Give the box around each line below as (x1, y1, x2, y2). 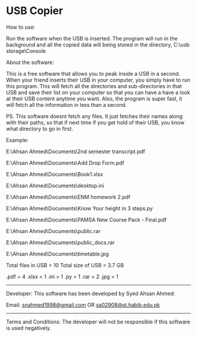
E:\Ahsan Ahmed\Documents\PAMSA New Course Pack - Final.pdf (6, 216, 167, 223)
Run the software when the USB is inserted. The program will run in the (6, 35, 178, 42)
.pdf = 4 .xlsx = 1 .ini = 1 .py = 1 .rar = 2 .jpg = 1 (6, 273, 118, 280)
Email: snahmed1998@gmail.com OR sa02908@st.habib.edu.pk (6, 301, 160, 308)
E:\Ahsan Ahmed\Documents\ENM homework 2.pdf (6, 193, 131, 200)
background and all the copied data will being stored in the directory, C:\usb (6, 41, 190, 48)
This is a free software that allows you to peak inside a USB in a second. (6, 70, 181, 77)
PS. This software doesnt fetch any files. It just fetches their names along (6, 113, 183, 120)
